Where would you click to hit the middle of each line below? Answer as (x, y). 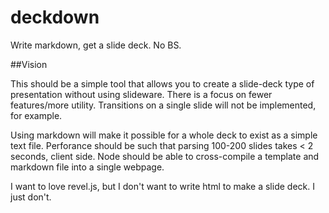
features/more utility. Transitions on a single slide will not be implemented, (163, 105)
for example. (36, 115)
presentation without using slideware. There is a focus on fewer (141, 94)
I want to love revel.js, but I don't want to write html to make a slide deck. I (162, 186)
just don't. (31, 197)
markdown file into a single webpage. (87, 167)
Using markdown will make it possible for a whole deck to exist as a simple (164, 135)
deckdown (55, 17)
